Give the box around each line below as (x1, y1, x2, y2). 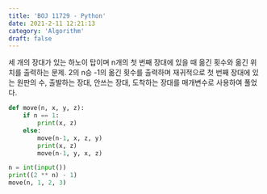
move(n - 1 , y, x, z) (37, 149, 103, 158)
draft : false (8, 34, 52, 43)
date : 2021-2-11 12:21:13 (8, 19, 95, 27)
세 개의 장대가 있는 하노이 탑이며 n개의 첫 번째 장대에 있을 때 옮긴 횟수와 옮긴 (8, 57, 248, 67)
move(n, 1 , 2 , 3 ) (8, 179, 67, 187)
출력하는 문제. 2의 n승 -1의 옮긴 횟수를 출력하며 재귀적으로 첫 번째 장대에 (23, 68, 251, 78)
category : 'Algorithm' (8, 27, 85, 35)
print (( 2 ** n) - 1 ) (8, 171, 78, 179)
